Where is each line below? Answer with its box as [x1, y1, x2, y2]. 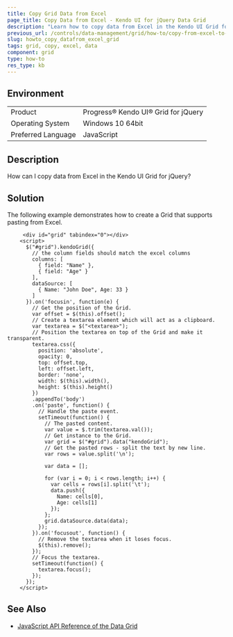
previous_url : [7, 29, 49, 37]
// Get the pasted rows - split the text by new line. [44, 444, 207, 452]
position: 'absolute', [37, 347, 104, 355]
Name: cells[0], [56, 493, 104, 501]
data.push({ [51, 487, 85, 494]
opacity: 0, [37, 353, 73, 360]
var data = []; [44, 463, 89, 470]
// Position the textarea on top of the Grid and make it [32, 329, 203, 336]
